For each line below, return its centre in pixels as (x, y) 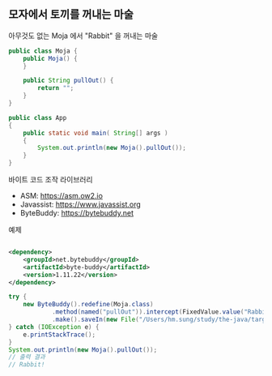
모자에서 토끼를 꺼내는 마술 (71, 15)
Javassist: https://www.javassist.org (81, 204)
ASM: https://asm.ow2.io (62, 196)
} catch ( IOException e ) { (54, 327)
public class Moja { (43, 51)
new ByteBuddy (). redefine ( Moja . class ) (88, 305)
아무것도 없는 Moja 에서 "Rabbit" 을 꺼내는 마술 (83, 36)
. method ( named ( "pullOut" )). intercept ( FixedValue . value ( (148, 312)
